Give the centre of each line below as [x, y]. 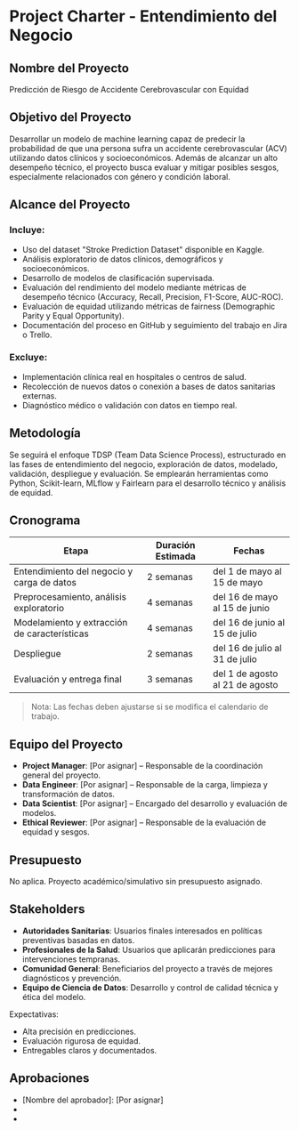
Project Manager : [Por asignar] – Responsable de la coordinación [142, 766]
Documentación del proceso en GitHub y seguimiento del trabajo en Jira [154, 325]
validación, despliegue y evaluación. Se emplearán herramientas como [139, 473]
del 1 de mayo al [247, 571]
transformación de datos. [69, 795]
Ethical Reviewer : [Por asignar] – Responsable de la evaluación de [144, 823]
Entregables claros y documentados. [89, 1050]
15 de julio [235, 634]
